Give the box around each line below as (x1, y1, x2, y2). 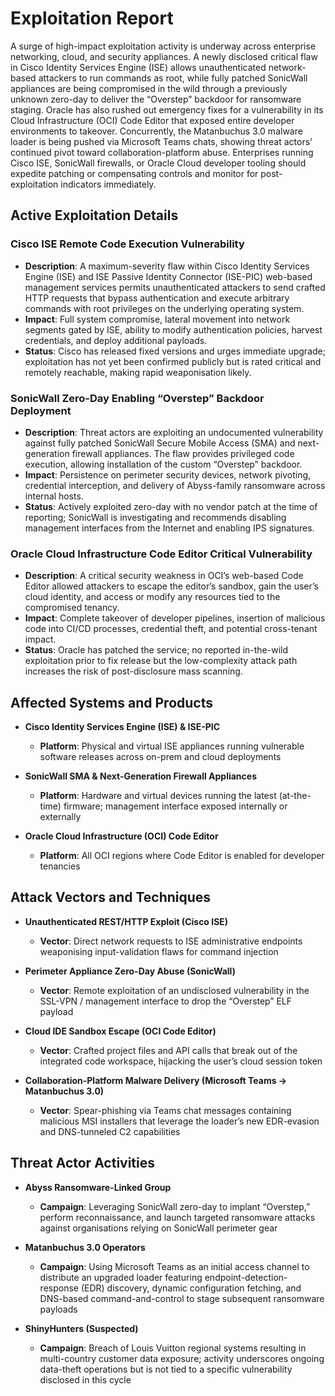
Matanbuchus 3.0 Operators (24, 1241, 146, 1253)
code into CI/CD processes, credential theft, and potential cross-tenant (24, 623, 318, 635)
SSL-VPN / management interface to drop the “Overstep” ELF (39, 995, 293, 1007)
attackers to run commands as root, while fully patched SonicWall (38, 72, 308, 84)
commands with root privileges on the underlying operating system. (24, 302, 305, 314)
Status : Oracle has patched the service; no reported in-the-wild (24, 644, 289, 656)
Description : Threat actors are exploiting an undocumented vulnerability (24, 426, 324, 438)
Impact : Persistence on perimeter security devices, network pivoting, (24, 468, 312, 481)
